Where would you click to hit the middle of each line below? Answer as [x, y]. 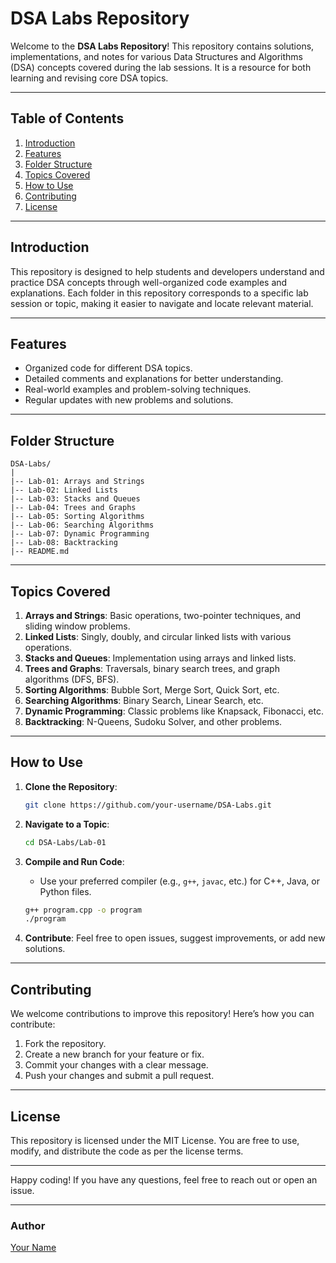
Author [28, 1225]
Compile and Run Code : [74, 861]
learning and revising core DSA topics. [89, 78]
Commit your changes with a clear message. [116, 1065]
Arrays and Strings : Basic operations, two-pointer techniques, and [163, 615]
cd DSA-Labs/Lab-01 [65, 842]
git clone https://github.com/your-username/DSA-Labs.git [148, 805]
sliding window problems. [77, 626]
